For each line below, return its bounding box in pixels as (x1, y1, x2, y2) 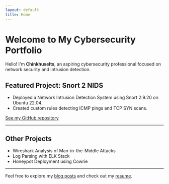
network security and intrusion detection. (5, 67, 91, 73)
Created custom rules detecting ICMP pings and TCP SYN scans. (12, 105, 147, 111)
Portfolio (5, 44, 42, 56)
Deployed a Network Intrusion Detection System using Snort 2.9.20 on (12, 94, 158, 101)
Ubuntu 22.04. (12, 100, 43, 106)
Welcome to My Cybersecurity (5, 34, 136, 45)
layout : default (5, 7, 39, 13)
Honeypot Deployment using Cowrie (12, 158, 88, 164)
